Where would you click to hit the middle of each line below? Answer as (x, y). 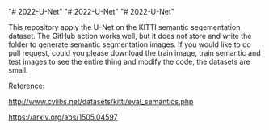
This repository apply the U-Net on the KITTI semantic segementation (124, 27)
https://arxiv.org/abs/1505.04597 (63, 117)
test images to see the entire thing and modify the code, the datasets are (129, 61)
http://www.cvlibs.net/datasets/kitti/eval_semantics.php (101, 101)
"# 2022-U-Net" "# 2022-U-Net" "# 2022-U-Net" (92, 12)
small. (18, 70)
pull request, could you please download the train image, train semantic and (134, 53)
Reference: (27, 86)
